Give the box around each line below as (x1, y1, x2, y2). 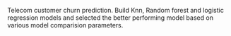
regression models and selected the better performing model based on (7, 13, 214, 22)
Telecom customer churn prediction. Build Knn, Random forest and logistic (7, 6, 224, 14)
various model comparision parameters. (7, 21, 124, 29)
